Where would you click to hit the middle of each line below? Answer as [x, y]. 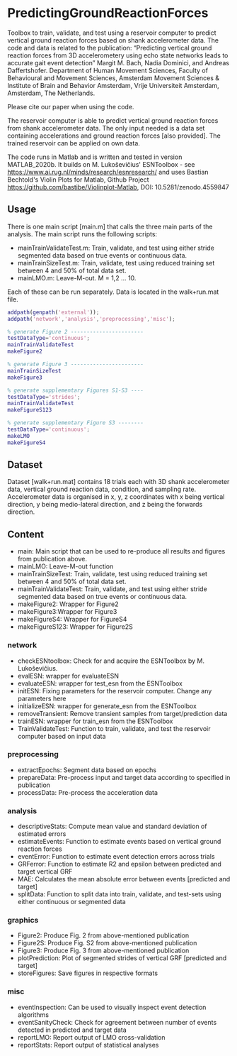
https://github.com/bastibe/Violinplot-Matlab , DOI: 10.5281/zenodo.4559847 [118, 187]
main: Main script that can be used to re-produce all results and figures [121, 551]
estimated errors [42, 834]
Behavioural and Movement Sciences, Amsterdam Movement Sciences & [113, 78]
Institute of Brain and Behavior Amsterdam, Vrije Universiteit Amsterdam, [113, 85]
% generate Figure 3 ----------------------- [75, 364]
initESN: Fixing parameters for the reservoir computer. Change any [115, 691]
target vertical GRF [45, 871]
